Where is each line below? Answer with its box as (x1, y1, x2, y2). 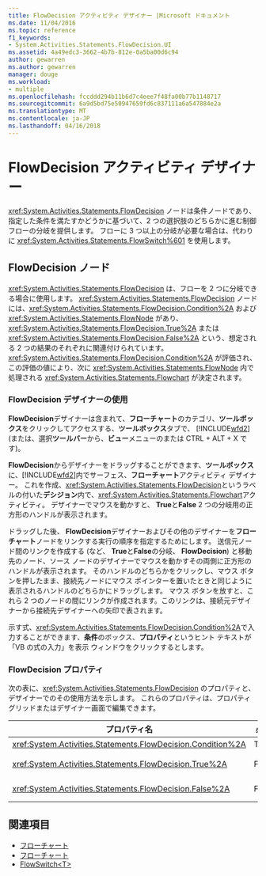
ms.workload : (8, 78, 51, 85)
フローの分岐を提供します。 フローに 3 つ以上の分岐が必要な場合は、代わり (8, 226, 254, 235)
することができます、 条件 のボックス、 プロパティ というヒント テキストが (14, 632, 252, 642)
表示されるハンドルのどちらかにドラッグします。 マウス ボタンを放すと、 (8, 586, 247, 595)
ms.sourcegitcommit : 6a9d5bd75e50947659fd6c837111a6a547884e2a (8, 100, 222, 108)
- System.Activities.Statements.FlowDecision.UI (8, 41, 172, 49)
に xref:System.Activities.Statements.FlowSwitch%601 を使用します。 (8, 235, 235, 245)
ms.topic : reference (8, 26, 77, 34)
